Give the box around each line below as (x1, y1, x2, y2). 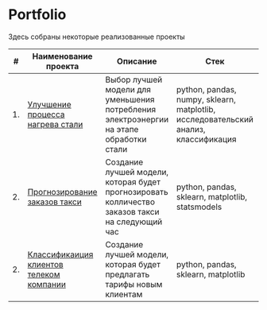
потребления (105, 103, 157, 114)
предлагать (105, 269, 150, 280)
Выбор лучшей (105, 74, 163, 85)
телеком (27, 269, 60, 280)
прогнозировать (105, 186, 168, 197)
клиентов (27, 258, 64, 269)
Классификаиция (27, 249, 94, 260)
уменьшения (105, 94, 155, 105)
